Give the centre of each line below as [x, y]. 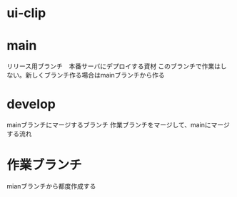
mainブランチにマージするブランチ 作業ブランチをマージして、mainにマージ [118, 125]
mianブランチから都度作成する [51, 186]
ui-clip [26, 13]
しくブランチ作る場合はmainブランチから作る [98, 75]
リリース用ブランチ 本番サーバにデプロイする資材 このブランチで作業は [114, 66]
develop [31, 104]
